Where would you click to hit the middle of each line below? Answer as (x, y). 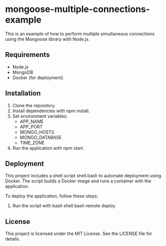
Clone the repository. (34, 105)
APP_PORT (31, 127)
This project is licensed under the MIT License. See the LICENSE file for (79, 233)
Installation (23, 93)
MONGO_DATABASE (41, 137)
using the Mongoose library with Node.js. (47, 39)
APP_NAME (32, 121)
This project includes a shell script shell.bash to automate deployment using (83, 176)
